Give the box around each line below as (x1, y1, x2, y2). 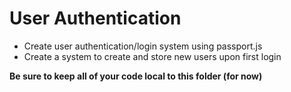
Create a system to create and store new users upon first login (23, 50, 282, 62)
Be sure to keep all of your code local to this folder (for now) (9, 70, 263, 82)
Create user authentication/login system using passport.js (23, 40, 263, 52)
